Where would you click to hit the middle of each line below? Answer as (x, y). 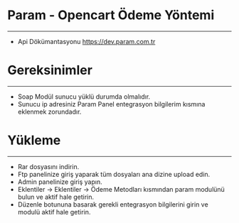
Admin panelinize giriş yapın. (60, 182)
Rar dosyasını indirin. (48, 166)
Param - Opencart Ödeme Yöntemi (111, 15)
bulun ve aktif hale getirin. (56, 197)
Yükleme (34, 140)
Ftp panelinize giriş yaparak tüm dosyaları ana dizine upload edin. (114, 174)
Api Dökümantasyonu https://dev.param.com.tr (86, 41)
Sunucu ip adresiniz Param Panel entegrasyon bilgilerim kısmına (111, 104)
